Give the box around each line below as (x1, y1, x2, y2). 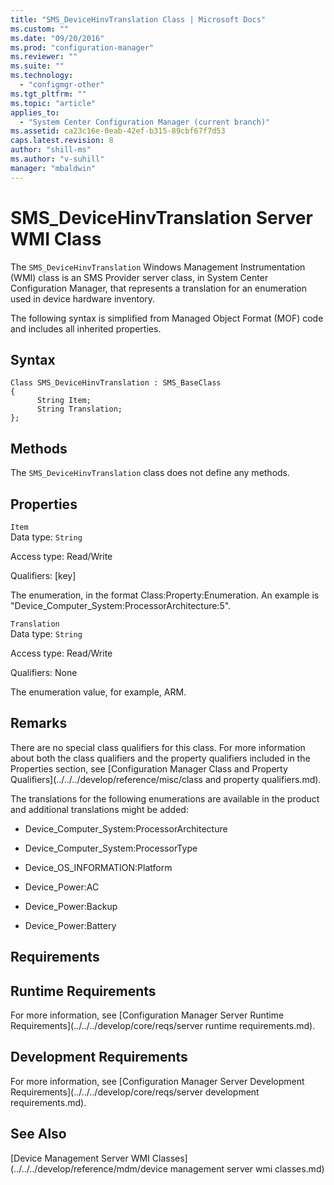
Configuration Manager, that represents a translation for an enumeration (10, 282, 307, 294)
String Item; (36, 396, 92, 406)
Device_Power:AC (24, 881, 100, 893)
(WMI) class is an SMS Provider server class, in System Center (10, 271, 269, 283)
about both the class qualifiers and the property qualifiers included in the (10, 752, 311, 764)
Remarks (10, 715, 68, 732)
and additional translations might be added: (10, 803, 189, 815)
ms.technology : (10, 71, 74, 81)
